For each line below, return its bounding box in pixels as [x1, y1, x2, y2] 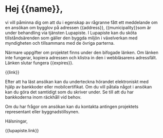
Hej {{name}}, [5, 3, 63, 15]
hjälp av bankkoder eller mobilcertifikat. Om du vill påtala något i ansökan [5, 84, 152, 89]
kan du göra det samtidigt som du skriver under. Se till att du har [5, 89, 134, 95]
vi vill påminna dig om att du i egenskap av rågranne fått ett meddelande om [5, 19, 158, 25]
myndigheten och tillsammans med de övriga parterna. [5, 40, 115, 46]
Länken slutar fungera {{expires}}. [5, 60, 73, 66]
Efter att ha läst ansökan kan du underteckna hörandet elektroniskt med [5, 79, 149, 85]
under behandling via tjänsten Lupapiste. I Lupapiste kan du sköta [5, 30, 137, 35]
